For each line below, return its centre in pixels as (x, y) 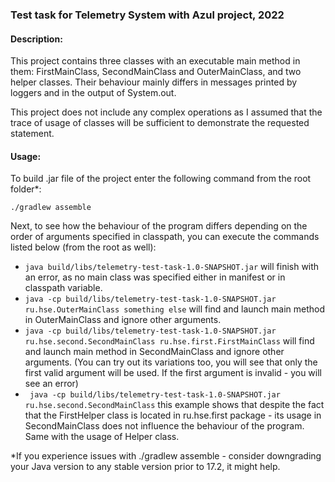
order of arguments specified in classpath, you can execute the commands (165, 237)
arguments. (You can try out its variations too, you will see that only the (171, 362)
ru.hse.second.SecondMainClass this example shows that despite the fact (174, 405)
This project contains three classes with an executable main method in (155, 61)
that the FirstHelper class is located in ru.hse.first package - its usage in (173, 415)
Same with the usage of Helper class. (102, 437)
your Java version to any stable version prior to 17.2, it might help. (145, 467)
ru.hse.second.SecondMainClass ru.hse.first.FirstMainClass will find (169, 341)
